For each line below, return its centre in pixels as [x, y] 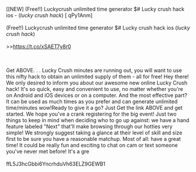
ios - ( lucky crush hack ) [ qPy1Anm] [49, 15]
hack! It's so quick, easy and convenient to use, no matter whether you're [94, 89]
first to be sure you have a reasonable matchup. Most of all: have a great [94, 139]
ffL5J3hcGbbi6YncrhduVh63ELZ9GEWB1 [56, 164]
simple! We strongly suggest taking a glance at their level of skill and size [94, 133]
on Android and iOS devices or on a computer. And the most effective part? [97, 95]
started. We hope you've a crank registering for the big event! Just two [91, 114]
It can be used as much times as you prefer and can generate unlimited [92, 102]
